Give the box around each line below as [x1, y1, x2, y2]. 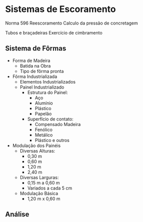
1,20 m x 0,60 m [27, 195, 61, 201]
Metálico [34, 131, 53, 138]
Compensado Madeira [34, 121, 81, 127]
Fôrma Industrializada [12, 73, 57, 79]
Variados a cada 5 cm [27, 185, 72, 191]
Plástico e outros [34, 137, 70, 143]
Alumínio [34, 100, 53, 106]
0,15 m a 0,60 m [27, 179, 60, 185]
